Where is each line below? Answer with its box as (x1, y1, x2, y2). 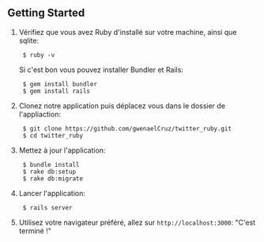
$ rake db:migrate (22, 174, 84, 183)
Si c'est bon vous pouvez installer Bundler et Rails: (18, 65, 183, 74)
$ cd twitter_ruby (22, 131, 84, 139)
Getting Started (7, 6, 85, 20)
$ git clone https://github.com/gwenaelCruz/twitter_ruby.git (22, 124, 232, 133)
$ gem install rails (22, 87, 90, 95)
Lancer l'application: (18, 188, 86, 198)
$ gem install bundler (22, 80, 98, 88)
